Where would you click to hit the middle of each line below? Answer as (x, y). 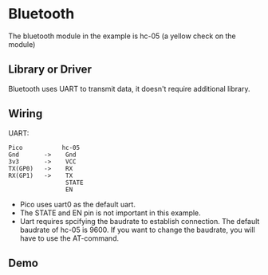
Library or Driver (50, 70)
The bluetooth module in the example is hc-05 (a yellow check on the (122, 36)
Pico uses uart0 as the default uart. (77, 204)
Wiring (26, 114)
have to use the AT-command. (69, 238)
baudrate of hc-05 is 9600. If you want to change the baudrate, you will (137, 230)
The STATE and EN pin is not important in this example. (110, 213)
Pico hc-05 (44, 147)
